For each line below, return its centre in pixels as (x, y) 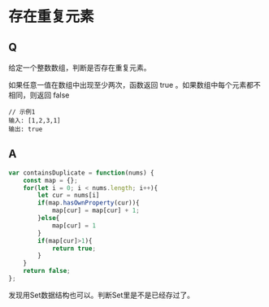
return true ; (74, 249)
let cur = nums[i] (69, 196)
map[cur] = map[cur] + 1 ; (95, 211)
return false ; (47, 271)
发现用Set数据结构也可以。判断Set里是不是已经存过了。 (102, 295)
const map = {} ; (51, 180)
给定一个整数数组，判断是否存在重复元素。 (80, 67)
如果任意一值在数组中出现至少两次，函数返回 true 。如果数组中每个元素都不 (135, 85)
